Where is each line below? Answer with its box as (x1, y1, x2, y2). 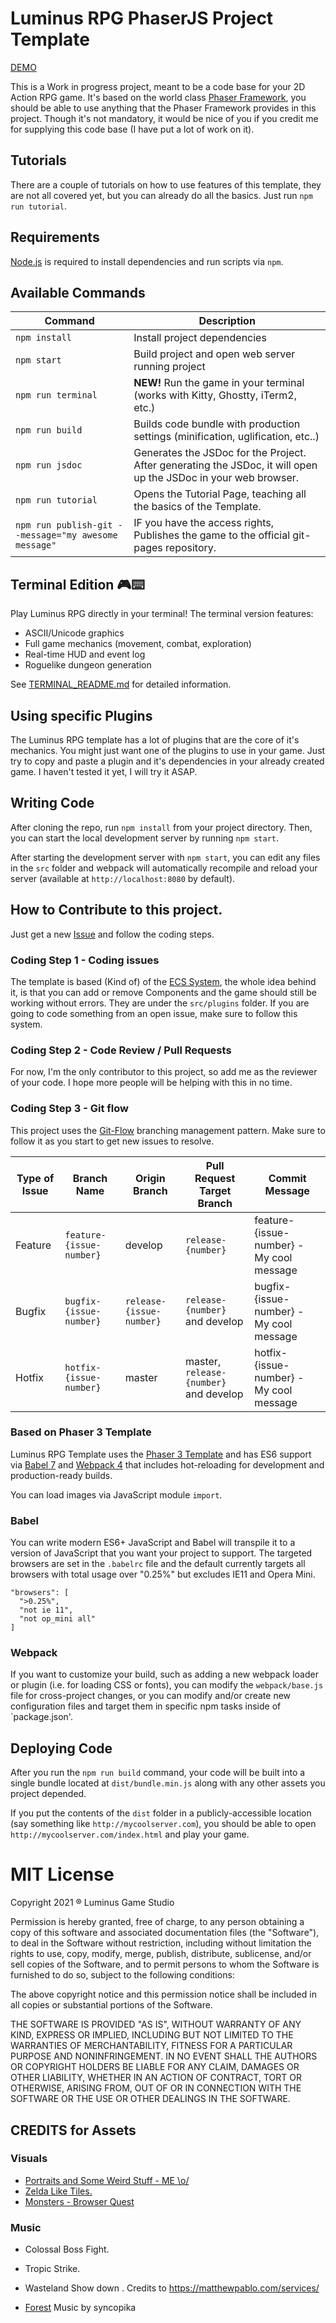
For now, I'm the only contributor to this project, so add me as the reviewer (10, 1066, 318, 1078)
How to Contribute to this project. (10, 902, 223, 919)
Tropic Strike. (24, 2263, 81, 2275)
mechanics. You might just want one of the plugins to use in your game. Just (10, 745, 326, 756)
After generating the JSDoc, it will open (133, 458, 318, 472)
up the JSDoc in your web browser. (133, 471, 300, 485)
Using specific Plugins (10, 707, 153, 724)
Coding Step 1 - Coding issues (10, 953, 160, 967)
